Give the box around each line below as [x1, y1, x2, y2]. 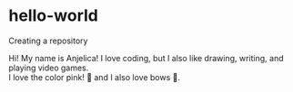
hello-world [8, 5, 99, 26]
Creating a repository [8, 35, 88, 46]
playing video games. [8, 62, 89, 73]
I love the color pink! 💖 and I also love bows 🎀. [8, 71, 181, 82]
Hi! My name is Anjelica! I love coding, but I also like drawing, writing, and [8, 52, 284, 63]
